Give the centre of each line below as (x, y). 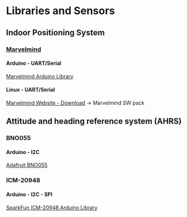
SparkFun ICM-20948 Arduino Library (52, 208)
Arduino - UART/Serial (34, 64)
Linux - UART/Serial (31, 90)
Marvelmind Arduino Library (40, 76)
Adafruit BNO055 (27, 165)
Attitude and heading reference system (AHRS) (94, 121)
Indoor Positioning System (55, 33)
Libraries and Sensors (61, 11)
